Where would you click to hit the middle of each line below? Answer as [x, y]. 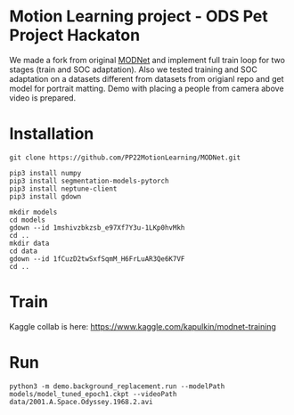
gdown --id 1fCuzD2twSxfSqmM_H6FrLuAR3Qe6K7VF [97, 259]
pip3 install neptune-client [63, 189]
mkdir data [29, 243]
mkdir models [33, 212]
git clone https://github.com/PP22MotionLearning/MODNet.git [125, 158]
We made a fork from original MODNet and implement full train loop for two [147, 60]
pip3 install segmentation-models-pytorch [89, 181]
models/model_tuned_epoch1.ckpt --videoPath [93, 394]
